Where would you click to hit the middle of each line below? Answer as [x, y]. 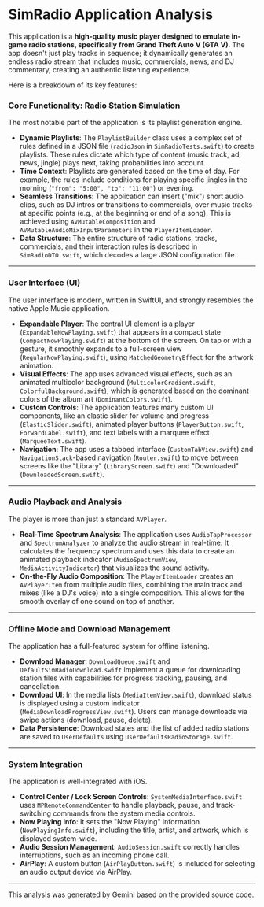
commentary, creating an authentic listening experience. [99, 69]
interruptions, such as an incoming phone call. [94, 855]
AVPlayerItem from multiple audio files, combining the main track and [131, 584]
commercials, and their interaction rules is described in [108, 246]
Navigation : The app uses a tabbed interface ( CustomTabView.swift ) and [136, 449]
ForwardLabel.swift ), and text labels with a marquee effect [114, 432]
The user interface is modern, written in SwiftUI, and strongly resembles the [131, 300]
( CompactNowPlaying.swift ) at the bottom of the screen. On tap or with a [136, 340]
